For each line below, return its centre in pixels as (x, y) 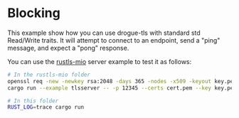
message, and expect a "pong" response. (68, 48)
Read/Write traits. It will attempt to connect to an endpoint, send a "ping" (114, 40)
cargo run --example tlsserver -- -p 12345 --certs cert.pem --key (110, 88)
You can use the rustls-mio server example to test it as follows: (100, 61)
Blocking (34, 13)
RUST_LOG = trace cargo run (46, 107)
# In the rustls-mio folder (49, 75)
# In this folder (33, 101)
